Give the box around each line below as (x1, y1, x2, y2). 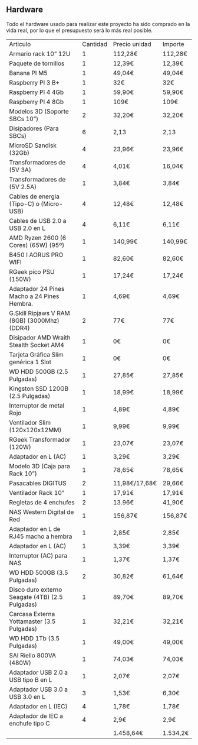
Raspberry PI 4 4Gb (9, 88, 64, 96)
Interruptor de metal (9, 401, 65, 410)
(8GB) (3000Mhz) (9, 316, 60, 325)
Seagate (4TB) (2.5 (9, 592, 63, 601)
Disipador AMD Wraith (9, 333, 71, 342)
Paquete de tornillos (9, 59, 65, 67)
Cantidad (82, 40, 108, 48)
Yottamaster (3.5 (9, 617, 56, 626)
